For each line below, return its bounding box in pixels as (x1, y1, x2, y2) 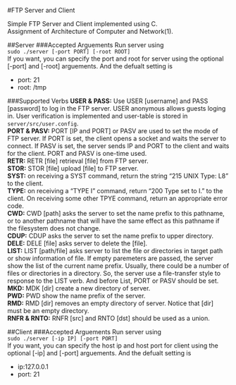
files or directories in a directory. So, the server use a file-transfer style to (7, 269, 221, 277)
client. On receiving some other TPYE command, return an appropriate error (7, 194, 228, 202)
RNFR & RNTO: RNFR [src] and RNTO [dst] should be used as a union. (7, 314, 210, 322)
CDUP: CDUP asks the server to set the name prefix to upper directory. (7, 232, 213, 240)
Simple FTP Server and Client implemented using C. (7, 20, 158, 28)
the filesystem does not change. (7, 224, 101, 232)
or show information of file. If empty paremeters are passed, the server (7, 254, 213, 262)
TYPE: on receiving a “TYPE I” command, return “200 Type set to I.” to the (7, 187, 223, 195)
